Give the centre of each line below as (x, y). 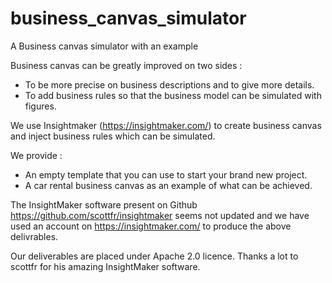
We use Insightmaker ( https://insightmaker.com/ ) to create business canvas (166, 125)
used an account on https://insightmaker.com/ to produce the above (151, 226)
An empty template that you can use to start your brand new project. (166, 174)
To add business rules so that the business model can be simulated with (173, 95)
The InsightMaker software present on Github (104, 204)
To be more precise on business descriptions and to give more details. (169, 84)
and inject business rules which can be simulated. (113, 136)
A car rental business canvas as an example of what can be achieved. (168, 185)
